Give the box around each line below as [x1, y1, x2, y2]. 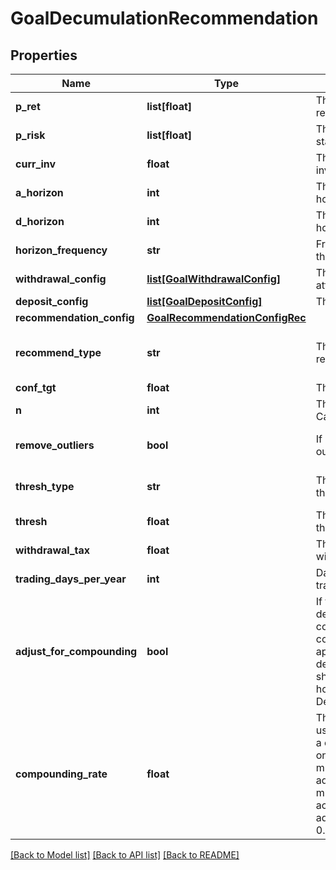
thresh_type [15, 480, 75, 493]
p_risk [15, 128, 46, 142]
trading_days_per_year [15, 572, 127, 586]
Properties [10, 47, 78, 64]
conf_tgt [15, 381, 57, 394]
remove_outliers [15, 438, 95, 452]
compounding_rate [15, 767, 108, 781]
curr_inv [15, 157, 57, 171]
